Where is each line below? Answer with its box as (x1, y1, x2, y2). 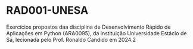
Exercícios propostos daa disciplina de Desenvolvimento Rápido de (6, 23, 171, 30)
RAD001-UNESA (6, 4, 89, 17)
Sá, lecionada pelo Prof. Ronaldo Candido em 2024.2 (6, 36, 136, 43)
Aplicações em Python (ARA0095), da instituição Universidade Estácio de (6, 29, 187, 36)
